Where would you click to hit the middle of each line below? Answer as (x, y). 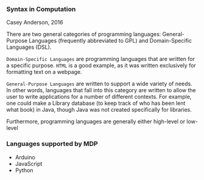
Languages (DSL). (29, 47)
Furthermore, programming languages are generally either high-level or (96, 121)
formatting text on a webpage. (44, 72)
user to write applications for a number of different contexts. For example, (99, 97)
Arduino (25, 157)
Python (24, 170)
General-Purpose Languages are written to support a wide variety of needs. (100, 84)
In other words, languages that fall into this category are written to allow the (101, 90)
